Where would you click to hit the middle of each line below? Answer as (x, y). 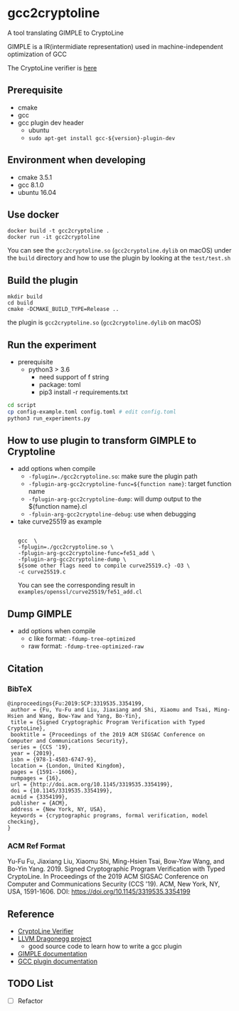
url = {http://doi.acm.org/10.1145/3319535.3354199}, (92, 784)
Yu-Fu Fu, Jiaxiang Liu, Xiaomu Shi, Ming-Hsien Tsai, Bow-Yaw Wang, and (116, 862)
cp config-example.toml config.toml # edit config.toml (92, 412)
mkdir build (25, 297)
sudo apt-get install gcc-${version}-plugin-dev (102, 138)
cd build (20, 303)
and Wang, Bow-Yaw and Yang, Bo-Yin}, (84, 716)
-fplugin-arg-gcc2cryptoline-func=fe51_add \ (86, 554)
